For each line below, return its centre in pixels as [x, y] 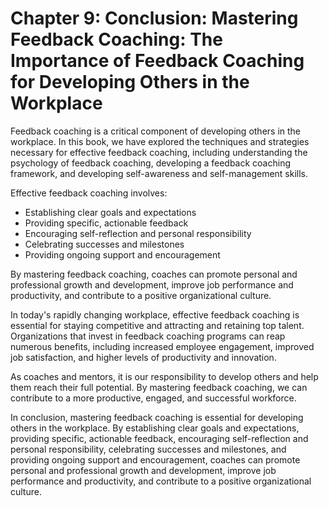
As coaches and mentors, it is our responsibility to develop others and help [164, 376]
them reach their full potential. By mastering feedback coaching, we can [159, 387]
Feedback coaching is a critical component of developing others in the [156, 131]
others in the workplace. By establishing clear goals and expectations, [155, 428]
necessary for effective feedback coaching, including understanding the [159, 152]
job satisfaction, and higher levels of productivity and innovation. [143, 357]
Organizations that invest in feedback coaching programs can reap [148, 336]
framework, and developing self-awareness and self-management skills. [159, 173]
